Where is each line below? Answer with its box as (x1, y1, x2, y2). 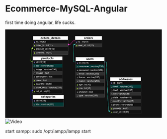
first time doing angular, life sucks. (5, 19, 76, 25)
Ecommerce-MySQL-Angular (5, 3, 128, 14)
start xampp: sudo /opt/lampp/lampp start (5, 128, 91, 134)
